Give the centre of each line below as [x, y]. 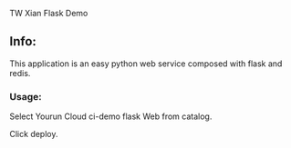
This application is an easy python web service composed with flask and [146, 64]
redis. [20, 73]
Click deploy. [34, 134]
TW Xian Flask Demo [49, 13]
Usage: [26, 96]
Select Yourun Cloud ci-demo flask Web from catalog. [111, 116]
